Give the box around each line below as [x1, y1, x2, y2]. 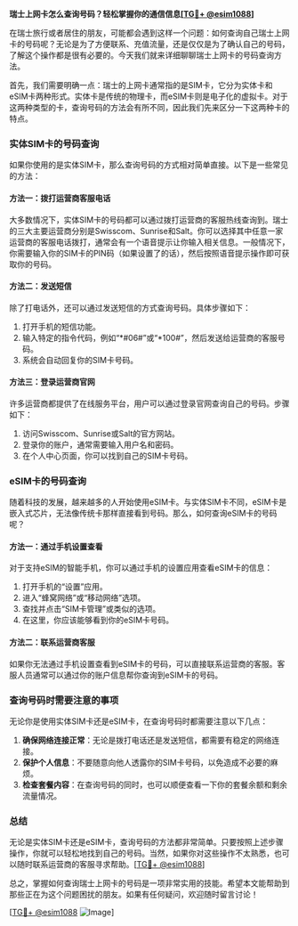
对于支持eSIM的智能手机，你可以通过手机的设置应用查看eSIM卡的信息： [9, 563, 273, 573]
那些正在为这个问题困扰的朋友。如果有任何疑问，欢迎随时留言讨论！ [9, 889, 259, 900]
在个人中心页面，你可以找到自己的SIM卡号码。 [21, 450, 193, 461]
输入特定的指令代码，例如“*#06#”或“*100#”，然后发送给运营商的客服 [21, 332, 278, 343]
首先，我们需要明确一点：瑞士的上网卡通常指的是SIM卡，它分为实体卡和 [9, 80, 273, 90]
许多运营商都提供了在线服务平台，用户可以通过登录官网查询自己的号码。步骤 [9, 398, 290, 409]
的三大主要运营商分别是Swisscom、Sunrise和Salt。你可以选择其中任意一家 [9, 225, 284, 236]
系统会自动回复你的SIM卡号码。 [21, 354, 139, 365]
